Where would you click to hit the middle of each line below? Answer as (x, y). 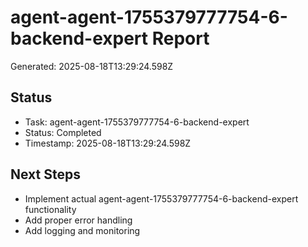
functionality (50, 209)
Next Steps (45, 174)
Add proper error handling (78, 220)
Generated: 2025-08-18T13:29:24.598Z (92, 66)
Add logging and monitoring (82, 230)
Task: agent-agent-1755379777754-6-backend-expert (137, 122)
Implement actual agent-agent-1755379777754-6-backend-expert (161, 198)
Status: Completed (63, 132)
